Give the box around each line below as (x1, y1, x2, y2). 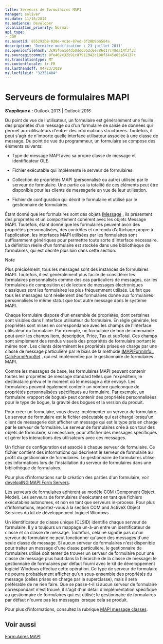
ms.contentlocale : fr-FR (5, 61, 55, 66)
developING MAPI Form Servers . (5, 479, 71, 485)
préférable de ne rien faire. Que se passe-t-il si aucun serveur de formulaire (5, 581, 157, 587)
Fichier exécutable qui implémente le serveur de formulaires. (12, 167, 134, 173)
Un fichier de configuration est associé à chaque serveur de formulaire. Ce (5, 444, 155, 450)
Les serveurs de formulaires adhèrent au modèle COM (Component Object (5, 489, 155, 495)
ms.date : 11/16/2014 (5, 16, 47, 21)
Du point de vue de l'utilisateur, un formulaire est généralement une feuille (5, 117, 153, 123)
